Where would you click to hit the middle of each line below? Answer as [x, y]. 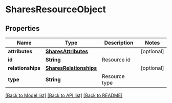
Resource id [116, 60]
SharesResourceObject [56, 9]
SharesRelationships [71, 68]
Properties [23, 28]
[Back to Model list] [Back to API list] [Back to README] [64, 95]
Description [119, 43]
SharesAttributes [67, 51]
